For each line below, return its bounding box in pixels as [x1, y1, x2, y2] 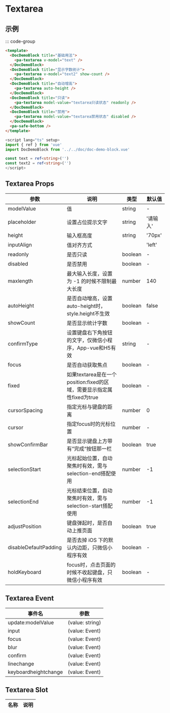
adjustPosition [8, 523, 41, 530]
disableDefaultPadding [8, 544, 62, 551]
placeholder [8, 218, 36, 225]
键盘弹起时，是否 [66, 519, 108, 526]
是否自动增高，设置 [66, 295, 113, 302]
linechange [8, 660, 34, 667]
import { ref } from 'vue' [5, 142, 62, 147]
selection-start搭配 [66, 502, 113, 509]
